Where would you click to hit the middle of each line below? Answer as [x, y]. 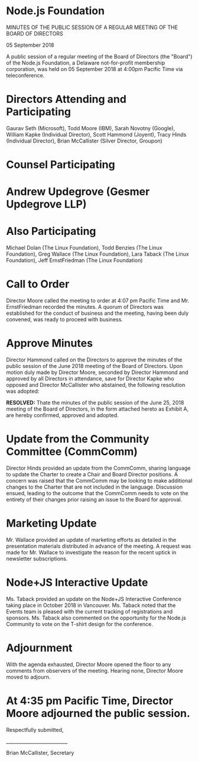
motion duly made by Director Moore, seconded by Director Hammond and [97, 372]
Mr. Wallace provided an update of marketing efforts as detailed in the [91, 540]
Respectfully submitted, [35, 729]
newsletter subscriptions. [37, 558]
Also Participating [51, 231]
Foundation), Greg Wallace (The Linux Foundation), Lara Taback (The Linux [98, 254]
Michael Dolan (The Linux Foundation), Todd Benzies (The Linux [84, 248]
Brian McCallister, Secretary [40, 753]
